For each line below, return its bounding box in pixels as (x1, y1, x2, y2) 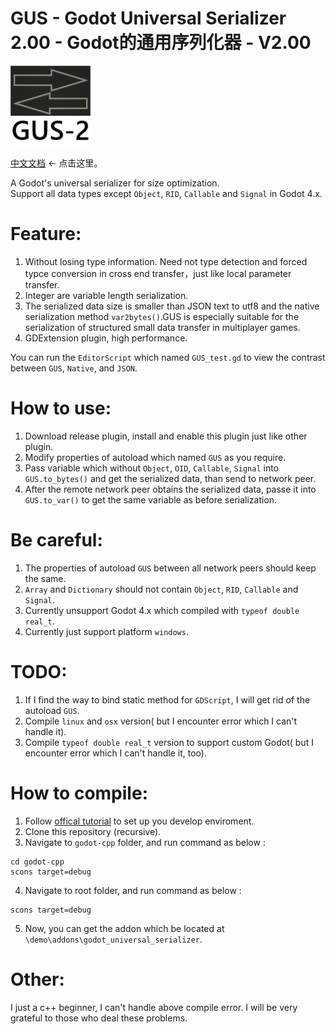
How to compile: (10, 782, 148, 804)
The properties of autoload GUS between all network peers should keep (24, 562, 317, 574)
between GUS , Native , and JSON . (10, 362, 138, 374)
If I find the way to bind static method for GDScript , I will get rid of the (24, 693, 311, 706)
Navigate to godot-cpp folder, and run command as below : (24, 836, 266, 848)
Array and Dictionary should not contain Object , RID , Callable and (24, 583, 299, 595)
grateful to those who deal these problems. (10, 1012, 188, 1024)
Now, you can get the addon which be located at (24, 922, 225, 934)
